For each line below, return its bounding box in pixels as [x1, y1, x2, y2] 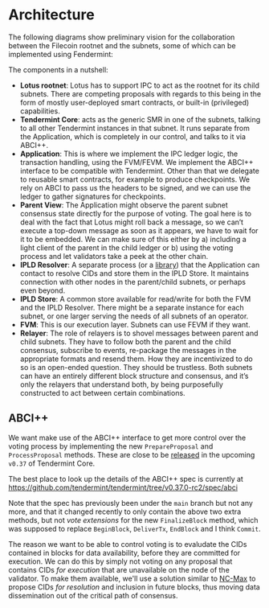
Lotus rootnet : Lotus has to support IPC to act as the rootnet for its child [19, 80, 259, 90]
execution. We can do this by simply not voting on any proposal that [8, 557, 233, 566]
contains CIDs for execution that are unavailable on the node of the [8, 565, 230, 574]
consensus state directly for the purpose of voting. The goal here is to [19, 208, 252, 218]
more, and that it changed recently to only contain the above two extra [8, 507, 242, 516]
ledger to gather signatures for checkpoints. [19, 191, 166, 201]
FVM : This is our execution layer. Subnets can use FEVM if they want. [19, 319, 251, 329]
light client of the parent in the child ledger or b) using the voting [19, 243, 234, 253]
